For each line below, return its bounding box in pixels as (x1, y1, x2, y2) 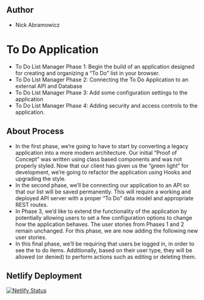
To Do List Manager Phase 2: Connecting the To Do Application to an (15, 76, 189, 83)
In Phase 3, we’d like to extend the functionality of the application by (15, 208, 188, 215)
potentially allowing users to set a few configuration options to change (15, 214, 192, 221)
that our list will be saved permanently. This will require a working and (15, 188, 191, 195)
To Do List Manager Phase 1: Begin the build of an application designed (15, 62, 195, 70)
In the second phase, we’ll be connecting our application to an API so (15, 181, 189, 189)
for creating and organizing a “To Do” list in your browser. (15, 69, 160, 77)
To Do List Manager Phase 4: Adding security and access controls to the (15, 102, 198, 109)
